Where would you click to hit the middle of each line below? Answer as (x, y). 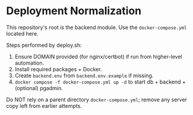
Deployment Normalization (74, 11)
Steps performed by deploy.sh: (44, 45)
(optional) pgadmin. (39, 88)
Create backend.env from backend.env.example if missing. (84, 75)
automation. (29, 63)
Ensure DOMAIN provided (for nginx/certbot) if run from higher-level (98, 56)
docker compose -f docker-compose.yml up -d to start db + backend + (100, 82)
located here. (22, 33)
